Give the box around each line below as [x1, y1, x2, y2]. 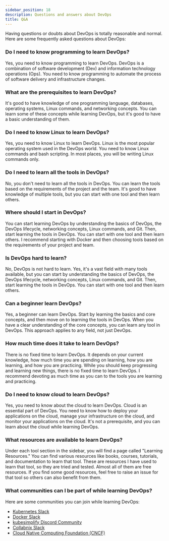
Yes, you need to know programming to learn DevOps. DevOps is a [5, 60, 144, 66]
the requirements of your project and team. [5, 242, 95, 248]
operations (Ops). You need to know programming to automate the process [5, 71, 161, 77]
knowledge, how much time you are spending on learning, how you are [5, 356, 153, 363]
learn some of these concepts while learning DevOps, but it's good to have [5, 110, 161, 116]
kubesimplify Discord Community [12, 519, 82, 525]
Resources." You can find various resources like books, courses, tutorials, [5, 453, 158, 459]
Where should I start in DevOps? [5, 209, 86, 216]
